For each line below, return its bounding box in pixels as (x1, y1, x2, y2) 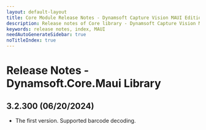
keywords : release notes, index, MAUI (6, 26, 105, 32)
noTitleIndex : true (6, 37, 56, 43)
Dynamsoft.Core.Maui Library (6, 77, 161, 90)
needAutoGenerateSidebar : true (6, 32, 86, 38)
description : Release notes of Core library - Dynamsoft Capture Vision (6, 20, 196, 26)
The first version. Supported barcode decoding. (15, 117, 136, 124)
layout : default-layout (6, 9, 67, 15)
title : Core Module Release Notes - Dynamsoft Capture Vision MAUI (6, 15, 183, 21)
